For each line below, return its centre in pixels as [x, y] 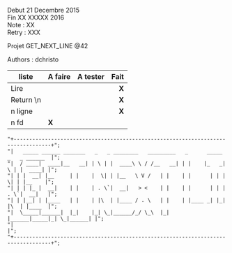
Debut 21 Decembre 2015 [44, 10]
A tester [91, 77]
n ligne [22, 111]
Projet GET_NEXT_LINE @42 [48, 46]
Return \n [26, 100]
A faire [59, 77]
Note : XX [21, 25]
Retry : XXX [24, 32]
